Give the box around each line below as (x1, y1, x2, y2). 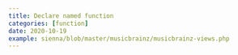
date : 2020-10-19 (8, 27, 67, 35)
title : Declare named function (8, 11, 114, 20)
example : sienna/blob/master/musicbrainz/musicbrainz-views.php (8, 34, 230, 43)
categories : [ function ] (8, 19, 89, 27)
